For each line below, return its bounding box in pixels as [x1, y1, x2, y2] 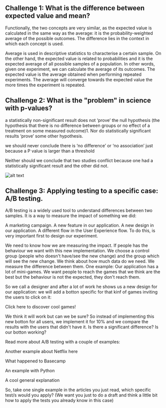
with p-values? [5, 104, 53, 113]
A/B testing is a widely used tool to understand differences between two [5, 208, 153, 214]
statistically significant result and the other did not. [5, 163, 109, 169]
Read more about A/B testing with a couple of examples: [5, 339, 120, 345]
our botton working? [5, 329, 47, 335]
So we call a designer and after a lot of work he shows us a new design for [5, 284, 158, 290]
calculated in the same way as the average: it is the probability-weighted [5, 30, 153, 36]
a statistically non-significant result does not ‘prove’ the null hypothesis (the [5, 117, 160, 123]
